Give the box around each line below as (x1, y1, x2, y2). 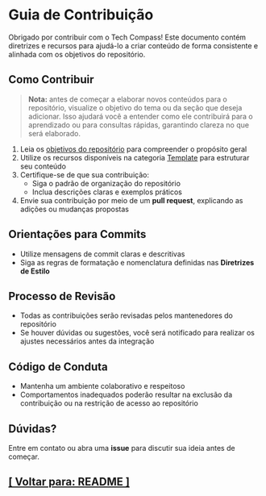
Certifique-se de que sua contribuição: (19, 169, 149, 179)
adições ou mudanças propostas (19, 204, 129, 214)
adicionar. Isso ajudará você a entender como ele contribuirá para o (27, 111, 253, 121)
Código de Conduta (8, 360, 108, 373)
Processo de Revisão (8, 289, 116, 303)
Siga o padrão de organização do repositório (31, 178, 181, 188)
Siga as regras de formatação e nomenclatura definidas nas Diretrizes (19, 257, 255, 267)
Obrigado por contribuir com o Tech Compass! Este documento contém (8, 32, 247, 42)
